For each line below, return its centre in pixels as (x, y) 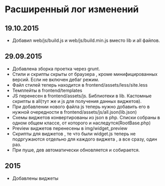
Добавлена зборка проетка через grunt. (56, 69)
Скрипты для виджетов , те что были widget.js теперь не (74, 134)
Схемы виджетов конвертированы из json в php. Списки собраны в (86, 117)
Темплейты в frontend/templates (47, 90)
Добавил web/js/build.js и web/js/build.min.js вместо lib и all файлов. (86, 40)
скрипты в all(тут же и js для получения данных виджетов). (77, 101)
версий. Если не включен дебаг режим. (56, 79)
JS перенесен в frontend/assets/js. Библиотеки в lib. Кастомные (82, 96)
